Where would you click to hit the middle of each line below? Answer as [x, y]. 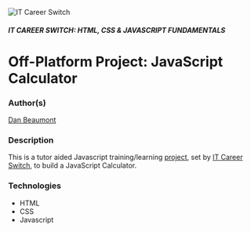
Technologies [35, 186]
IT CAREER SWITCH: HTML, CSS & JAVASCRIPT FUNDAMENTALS [117, 30]
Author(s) [27, 103]
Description [31, 140]
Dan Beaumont [32, 120]
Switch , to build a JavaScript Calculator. [73, 165]
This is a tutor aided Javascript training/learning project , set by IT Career [125, 158]
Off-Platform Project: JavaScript [116, 62]
